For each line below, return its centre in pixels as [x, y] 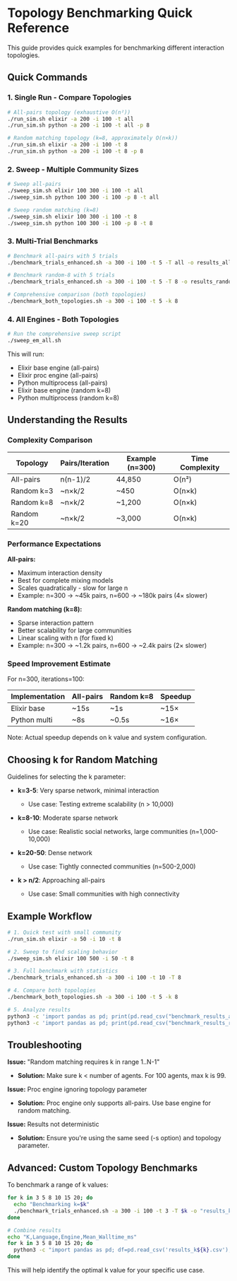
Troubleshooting [45, 1045]
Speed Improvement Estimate [59, 663]
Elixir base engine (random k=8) [64, 390]
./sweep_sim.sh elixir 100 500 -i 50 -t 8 [71, 958]
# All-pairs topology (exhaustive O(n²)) [69, 112]
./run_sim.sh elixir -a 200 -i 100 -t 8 [68, 145]
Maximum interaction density [60, 573]
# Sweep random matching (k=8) [53, 210]
